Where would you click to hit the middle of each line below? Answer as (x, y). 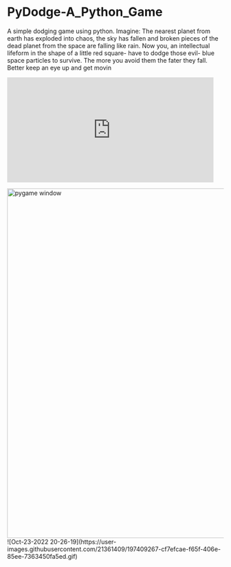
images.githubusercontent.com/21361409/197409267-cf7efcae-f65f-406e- (114, 549)
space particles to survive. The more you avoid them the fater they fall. (107, 60)
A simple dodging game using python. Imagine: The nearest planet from (109, 31)
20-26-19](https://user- (83, 542)
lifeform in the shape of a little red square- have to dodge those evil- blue (111, 53)
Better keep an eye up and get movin (59, 68)
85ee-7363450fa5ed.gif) (42, 556)
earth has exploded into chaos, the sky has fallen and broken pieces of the (113, 38)
